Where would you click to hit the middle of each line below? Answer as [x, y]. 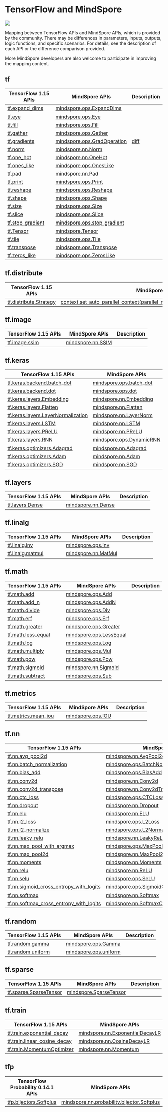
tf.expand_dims [26, 108]
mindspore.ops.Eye [78, 117]
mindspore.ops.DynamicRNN [127, 440]
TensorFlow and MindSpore [64, 9]
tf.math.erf [20, 618]
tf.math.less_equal [29, 635]
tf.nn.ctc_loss [23, 797]
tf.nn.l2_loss [22, 822]
